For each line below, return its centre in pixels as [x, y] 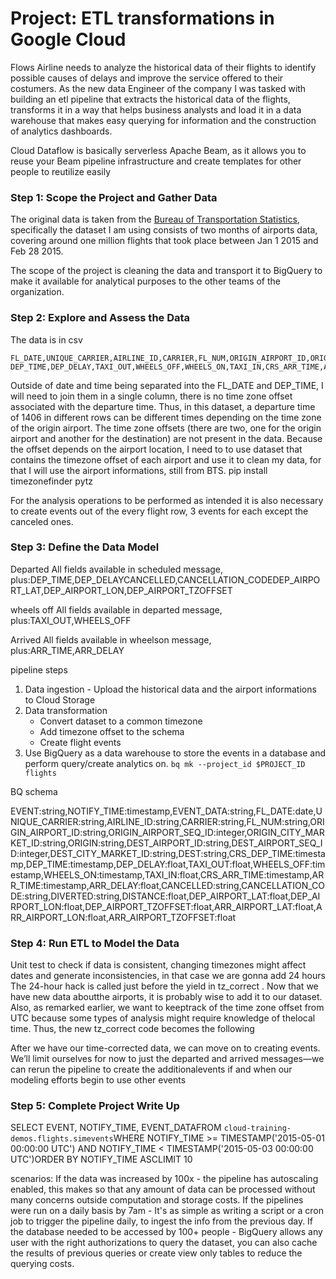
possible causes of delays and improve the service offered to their [147, 78]
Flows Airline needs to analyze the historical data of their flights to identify [163, 67]
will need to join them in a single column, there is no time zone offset [151, 396]
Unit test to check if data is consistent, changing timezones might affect [158, 965]
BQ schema [34, 791]
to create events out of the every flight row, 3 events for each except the [159, 511]
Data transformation [66, 710]
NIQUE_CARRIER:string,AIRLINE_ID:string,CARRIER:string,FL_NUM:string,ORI [167, 821]
